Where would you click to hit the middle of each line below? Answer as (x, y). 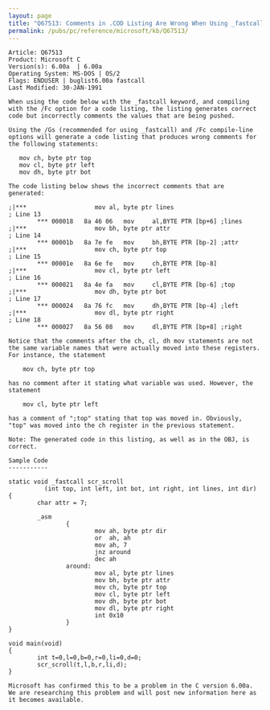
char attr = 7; (63, 503)
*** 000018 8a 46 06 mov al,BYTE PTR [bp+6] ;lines (140, 222)
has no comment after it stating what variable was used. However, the (131, 384)
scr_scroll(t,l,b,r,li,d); (82, 665)
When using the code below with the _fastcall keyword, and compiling (129, 102)
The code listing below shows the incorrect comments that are (117, 187)
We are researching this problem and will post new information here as (133, 693)
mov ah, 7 (111, 545)
